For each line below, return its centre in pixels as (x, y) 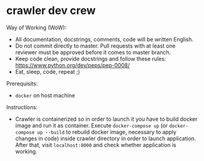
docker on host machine (45, 95)
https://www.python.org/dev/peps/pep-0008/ (72, 65)
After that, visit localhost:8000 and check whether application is (96, 145)
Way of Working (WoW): (37, 27)
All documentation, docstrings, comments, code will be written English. (104, 39)
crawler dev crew (51, 11)
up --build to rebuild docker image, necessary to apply (107, 132)
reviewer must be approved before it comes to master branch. (93, 52)
